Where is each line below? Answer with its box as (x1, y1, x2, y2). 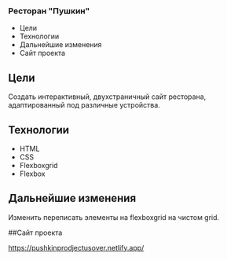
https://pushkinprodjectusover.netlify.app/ (8, 243, 145, 252)
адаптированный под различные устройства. (8, 101, 161, 110)
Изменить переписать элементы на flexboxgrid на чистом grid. (8, 212, 220, 222)
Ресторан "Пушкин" (8, 5, 90, 16)
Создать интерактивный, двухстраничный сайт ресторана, (8, 92, 207, 101)
